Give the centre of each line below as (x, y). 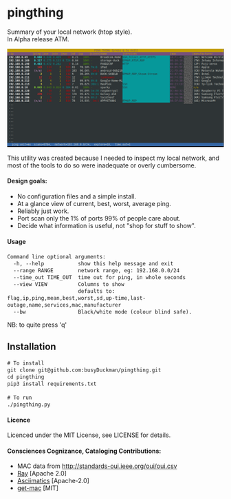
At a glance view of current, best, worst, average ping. (94, 204)
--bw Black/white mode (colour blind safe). (103, 312)
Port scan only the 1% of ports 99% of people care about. (99, 218)
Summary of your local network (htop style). (70, 32)
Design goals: (27, 181)
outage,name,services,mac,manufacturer (64, 305)
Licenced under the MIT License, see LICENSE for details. (89, 435)
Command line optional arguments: (57, 257)
